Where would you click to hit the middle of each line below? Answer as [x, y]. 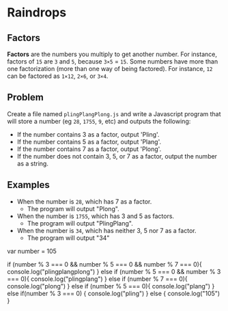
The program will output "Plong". [73, 208]
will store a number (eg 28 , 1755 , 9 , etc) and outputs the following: [99, 121]
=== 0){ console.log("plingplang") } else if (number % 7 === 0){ [97, 279]
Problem [26, 97]
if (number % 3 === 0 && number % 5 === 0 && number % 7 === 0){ [105, 264]
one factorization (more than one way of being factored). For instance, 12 [110, 69]
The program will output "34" [68, 238]
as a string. [33, 163]
